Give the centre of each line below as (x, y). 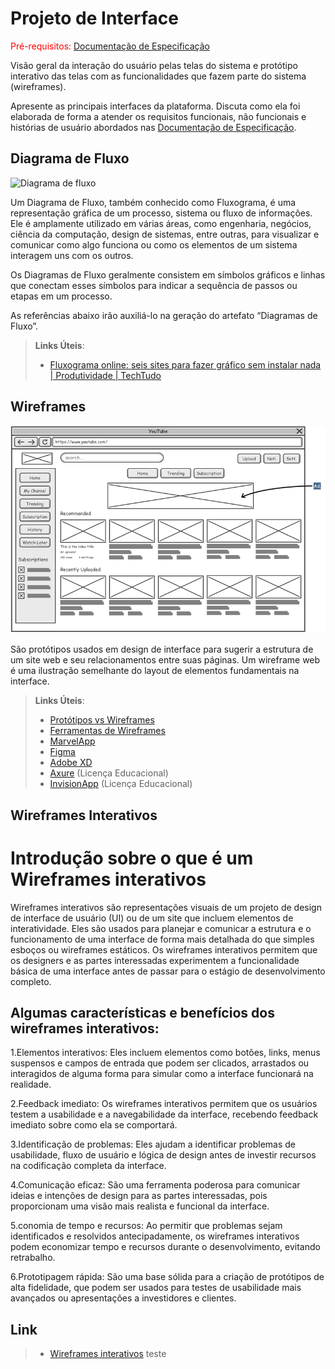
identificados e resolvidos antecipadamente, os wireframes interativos (155, 1236)
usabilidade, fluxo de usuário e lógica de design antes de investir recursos (163, 1155)
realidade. (31, 1084)
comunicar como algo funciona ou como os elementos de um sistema (154, 244)
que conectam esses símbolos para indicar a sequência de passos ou (154, 285)
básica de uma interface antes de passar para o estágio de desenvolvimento (168, 971)
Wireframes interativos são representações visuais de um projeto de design (166, 907)
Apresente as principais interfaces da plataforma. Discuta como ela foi (155, 106)
